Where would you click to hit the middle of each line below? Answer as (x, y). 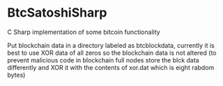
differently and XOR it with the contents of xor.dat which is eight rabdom (111, 67)
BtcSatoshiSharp (57, 13)
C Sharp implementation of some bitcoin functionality (84, 32)
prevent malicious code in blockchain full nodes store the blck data (103, 60)
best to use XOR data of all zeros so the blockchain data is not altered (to (112, 53)
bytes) (16, 75)
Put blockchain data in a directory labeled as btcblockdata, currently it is (111, 45)
